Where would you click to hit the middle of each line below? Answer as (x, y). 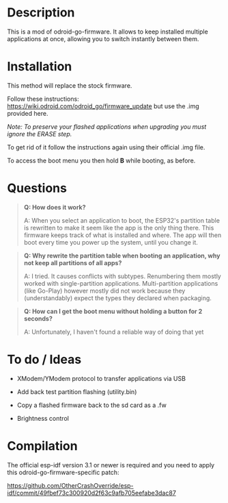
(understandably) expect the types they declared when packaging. (117, 298)
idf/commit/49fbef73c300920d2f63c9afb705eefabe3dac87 (91, 493)
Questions (37, 188)
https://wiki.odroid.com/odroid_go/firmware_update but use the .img (103, 106)
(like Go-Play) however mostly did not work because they (104, 291)
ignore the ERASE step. (40, 134)
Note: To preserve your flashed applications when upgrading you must (107, 126)
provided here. (28, 113)
